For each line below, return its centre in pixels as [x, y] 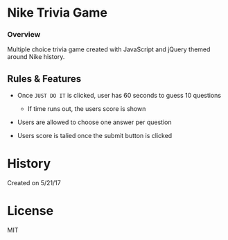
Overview [24, 35]
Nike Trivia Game [57, 13]
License [30, 211]
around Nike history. [36, 57]
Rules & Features [44, 79]
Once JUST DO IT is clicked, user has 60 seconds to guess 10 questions [119, 96]
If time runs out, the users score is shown [87, 109]
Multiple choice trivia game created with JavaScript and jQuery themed [109, 49]
